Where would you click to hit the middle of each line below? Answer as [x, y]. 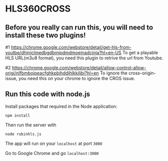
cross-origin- [142, 73]
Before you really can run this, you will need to [79, 27]
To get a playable [140, 53]
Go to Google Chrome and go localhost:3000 [52, 153]
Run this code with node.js [48, 94]
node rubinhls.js [23, 134]
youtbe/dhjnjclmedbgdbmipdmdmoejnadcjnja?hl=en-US [63, 53]
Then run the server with [31, 125]
